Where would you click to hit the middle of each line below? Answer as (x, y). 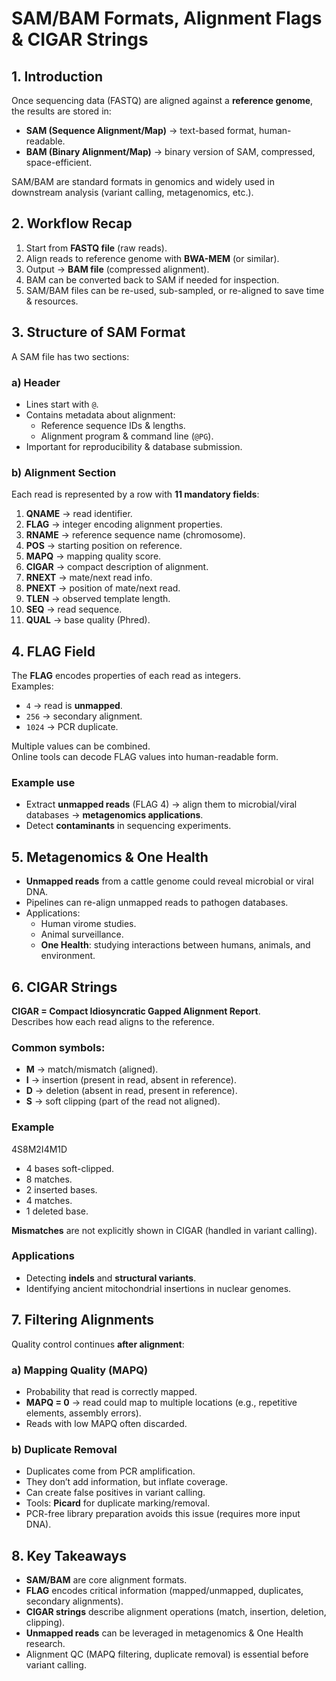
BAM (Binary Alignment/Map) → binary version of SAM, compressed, (170, 151)
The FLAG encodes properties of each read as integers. (126, 676)
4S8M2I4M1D (39, 1149)
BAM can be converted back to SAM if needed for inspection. (152, 279)
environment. (68, 956)
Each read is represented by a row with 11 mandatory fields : (135, 494)
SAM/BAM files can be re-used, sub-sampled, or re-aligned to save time (175, 290)
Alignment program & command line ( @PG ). (127, 436)
